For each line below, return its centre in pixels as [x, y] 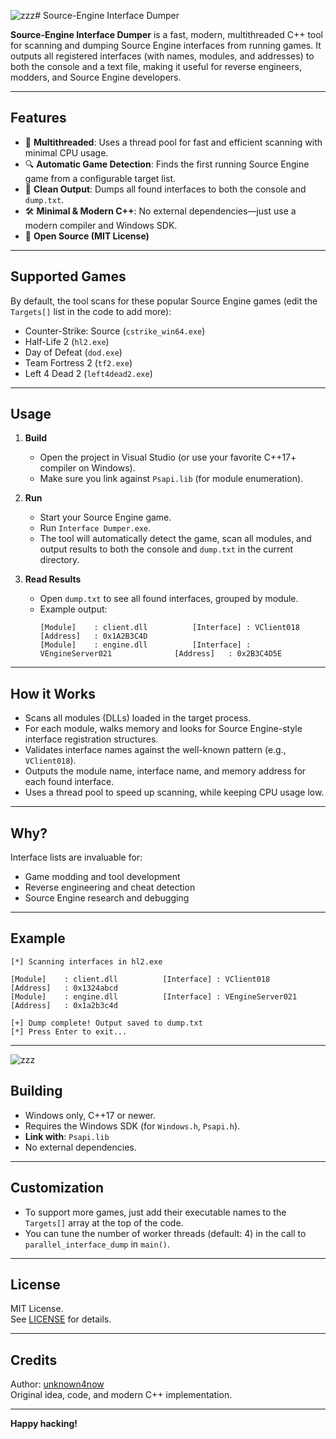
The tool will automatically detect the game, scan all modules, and [175, 539]
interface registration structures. [91, 739]
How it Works [53, 693]
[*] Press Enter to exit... [69, 1031]
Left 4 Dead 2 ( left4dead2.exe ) [88, 373]
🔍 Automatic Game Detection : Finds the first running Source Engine [167, 164]
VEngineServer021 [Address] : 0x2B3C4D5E [161, 654]
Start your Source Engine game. [105, 517]
